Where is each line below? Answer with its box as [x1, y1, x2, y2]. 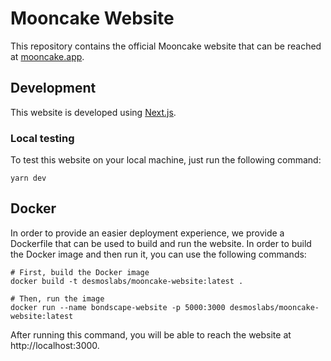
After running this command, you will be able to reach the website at [10, 328, 292, 341]
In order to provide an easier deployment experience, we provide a [10, 227, 285, 239]
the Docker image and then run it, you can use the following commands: [10, 248, 307, 260]
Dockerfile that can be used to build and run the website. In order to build [10, 237, 312, 249]
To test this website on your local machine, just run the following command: [10, 154, 322, 166]
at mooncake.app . [10, 50, 85, 62]
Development [10, 80, 97, 97]
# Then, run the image [10, 293, 105, 304]
